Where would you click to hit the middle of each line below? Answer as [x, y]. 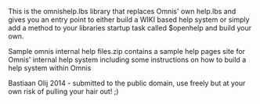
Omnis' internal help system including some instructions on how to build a [127, 59]
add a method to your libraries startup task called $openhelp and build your [130, 28]
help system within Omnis [50, 68]
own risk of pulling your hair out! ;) [63, 91]
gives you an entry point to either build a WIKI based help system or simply [129, 20]
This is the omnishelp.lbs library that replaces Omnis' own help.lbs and [122, 11]
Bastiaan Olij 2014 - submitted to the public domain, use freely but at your [127, 83]
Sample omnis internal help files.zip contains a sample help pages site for [126, 51]
